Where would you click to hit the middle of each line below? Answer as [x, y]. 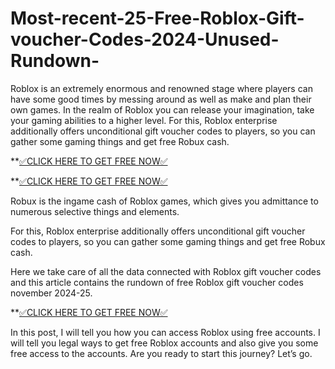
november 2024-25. [51, 293]
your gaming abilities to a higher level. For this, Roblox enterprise [144, 120]
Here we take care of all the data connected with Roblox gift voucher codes [166, 271]
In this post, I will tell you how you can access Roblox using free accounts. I [165, 332]
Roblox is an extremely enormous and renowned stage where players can [161, 88]
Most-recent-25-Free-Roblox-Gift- [157, 18]
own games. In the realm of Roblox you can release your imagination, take [162, 109]
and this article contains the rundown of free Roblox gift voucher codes [157, 282]
